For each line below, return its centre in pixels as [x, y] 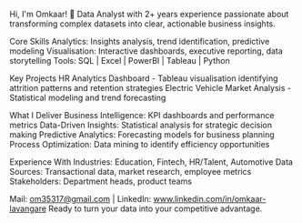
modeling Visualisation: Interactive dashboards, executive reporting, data [146, 51]
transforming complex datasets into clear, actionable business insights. [142, 24]
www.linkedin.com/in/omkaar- [210, 199]
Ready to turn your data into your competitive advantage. [156, 208]
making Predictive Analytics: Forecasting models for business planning [142, 135]
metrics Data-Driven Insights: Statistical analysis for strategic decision [141, 125]
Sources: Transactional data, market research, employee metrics [131, 172]
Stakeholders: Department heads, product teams [101, 181]
